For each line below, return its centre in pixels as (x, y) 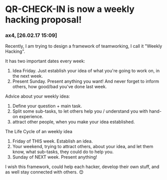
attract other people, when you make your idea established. (74, 122)
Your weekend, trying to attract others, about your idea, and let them (83, 147)
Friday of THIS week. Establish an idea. (53, 141)
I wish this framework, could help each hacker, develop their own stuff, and (82, 167)
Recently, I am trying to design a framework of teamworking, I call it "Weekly (84, 46)
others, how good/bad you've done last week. (60, 87)
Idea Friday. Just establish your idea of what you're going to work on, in (86, 71)
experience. (31, 117)
